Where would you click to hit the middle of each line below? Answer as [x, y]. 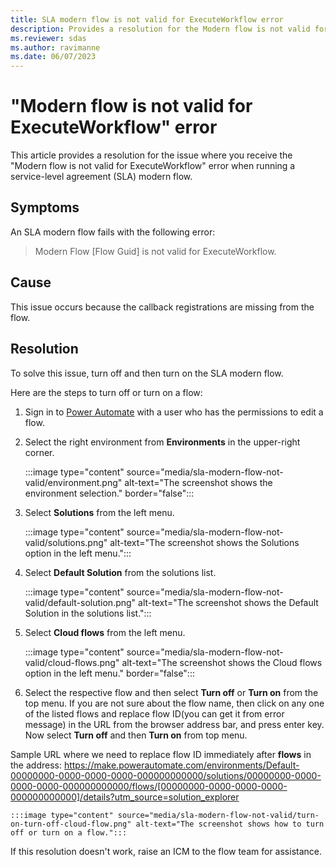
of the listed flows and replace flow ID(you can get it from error [154, 713]
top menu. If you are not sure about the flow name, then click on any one [174, 703]
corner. [39, 452]
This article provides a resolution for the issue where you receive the [151, 155]
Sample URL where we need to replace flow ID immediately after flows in [161, 754]
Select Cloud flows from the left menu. [105, 632]
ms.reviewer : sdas [48, 38]
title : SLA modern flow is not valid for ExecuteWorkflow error [147, 19]
